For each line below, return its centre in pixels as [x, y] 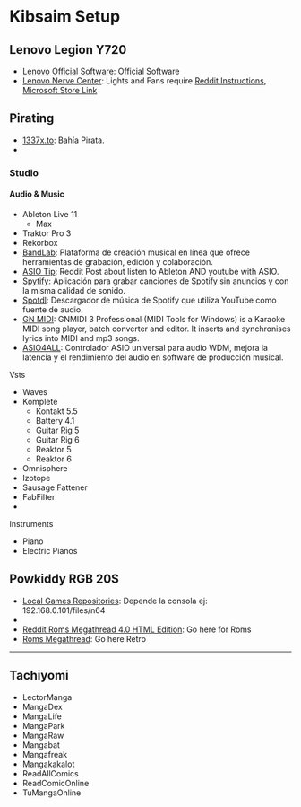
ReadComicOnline [56, 783]
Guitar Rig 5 [57, 430]
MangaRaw [43, 735]
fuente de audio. [52, 309]
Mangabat [41, 745]
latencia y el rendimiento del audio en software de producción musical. [153, 357]
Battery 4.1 [55, 420]
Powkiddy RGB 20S [64, 579]
